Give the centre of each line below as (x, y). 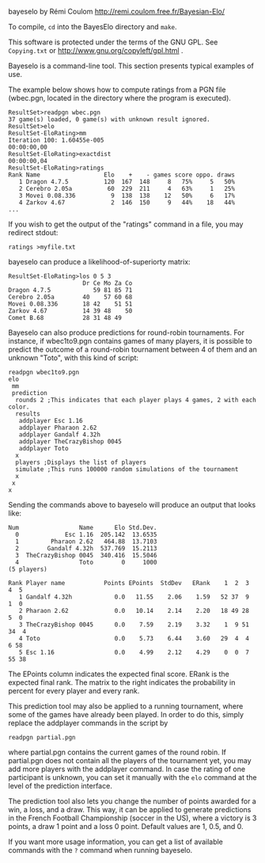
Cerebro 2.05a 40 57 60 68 (70, 297)
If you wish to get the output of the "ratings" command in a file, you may (126, 224)
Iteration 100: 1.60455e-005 (56, 140)
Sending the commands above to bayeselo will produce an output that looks (132, 505)
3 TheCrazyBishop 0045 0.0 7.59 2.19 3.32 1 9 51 (134, 625)
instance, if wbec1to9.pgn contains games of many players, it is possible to (131, 341)
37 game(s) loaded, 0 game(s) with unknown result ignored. (110, 120)
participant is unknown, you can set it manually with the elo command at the (132, 777)
